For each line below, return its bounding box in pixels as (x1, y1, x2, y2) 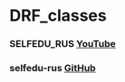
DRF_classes (9, 5, 107, 26)
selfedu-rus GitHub (9, 62, 97, 75)
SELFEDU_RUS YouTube (9, 38, 116, 50)
